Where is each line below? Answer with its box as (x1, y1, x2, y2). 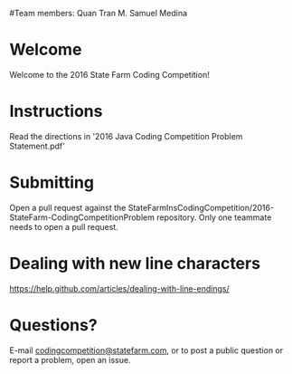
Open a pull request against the (9, 202, 127, 213)
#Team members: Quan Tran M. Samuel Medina (9, 8, 188, 18)
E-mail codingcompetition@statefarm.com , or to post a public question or (9, 344, 284, 356)
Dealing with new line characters (9, 254, 260, 273)
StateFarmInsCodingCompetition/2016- (127, 202, 274, 213)
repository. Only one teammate (156, 212, 272, 223)
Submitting (9, 172, 95, 193)
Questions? (9, 314, 98, 335)
